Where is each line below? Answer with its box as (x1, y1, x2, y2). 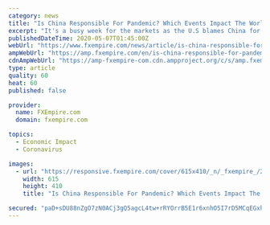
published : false (8, 86, 67, 95)
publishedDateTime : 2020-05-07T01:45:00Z (8, 34, 149, 43)
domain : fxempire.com (15, 116, 88, 125)
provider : (8, 101, 42, 109)
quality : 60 (8, 72, 48, 80)
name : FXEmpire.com (15, 108, 81, 117)
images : (8, 160, 35, 168)
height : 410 (22, 182, 63, 190)
